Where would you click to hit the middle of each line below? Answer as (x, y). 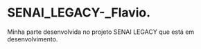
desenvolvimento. (33, 39)
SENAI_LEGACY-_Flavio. (79, 13)
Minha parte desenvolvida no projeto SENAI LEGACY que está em (101, 32)
